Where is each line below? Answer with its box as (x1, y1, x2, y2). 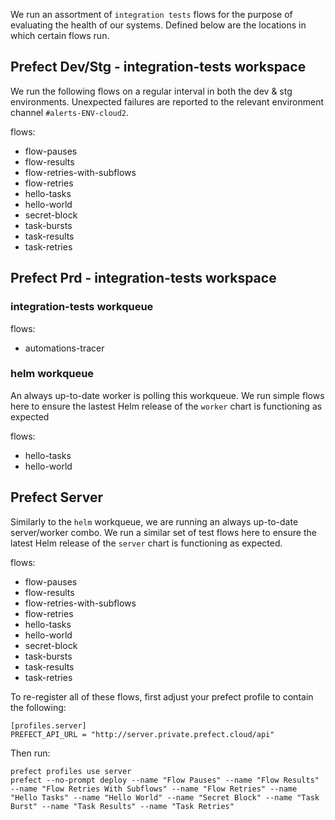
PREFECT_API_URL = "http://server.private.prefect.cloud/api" (10, 729, 275, 739)
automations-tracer (24, 342, 105, 354)
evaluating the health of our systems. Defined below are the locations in (10, 19, 307, 31)
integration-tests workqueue (10, 300, 154, 314)
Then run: (10, 747, 51, 759)
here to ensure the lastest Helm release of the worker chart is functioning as (10, 400, 323, 412)
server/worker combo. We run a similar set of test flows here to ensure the (10, 526, 317, 538)
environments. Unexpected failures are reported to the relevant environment (10, 95, 325, 108)
